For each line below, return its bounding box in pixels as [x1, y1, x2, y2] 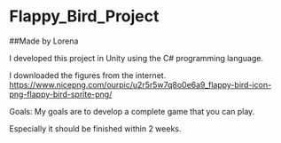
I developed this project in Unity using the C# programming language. [9, 52, 264, 63]
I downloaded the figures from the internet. [9, 69, 167, 81]
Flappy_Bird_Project [9, 6, 160, 27]
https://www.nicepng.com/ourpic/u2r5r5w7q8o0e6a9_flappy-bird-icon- [9, 79, 272, 90]
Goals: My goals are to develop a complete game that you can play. [9, 106, 255, 116]
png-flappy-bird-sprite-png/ [9, 89, 113, 99]
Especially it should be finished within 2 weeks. [9, 123, 182, 134]
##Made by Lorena [9, 36, 79, 46]
